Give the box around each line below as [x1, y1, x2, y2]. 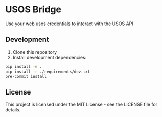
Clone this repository [12, 49, 57, 55]
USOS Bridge [5, 4, 62, 15]
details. [5, 107, 21, 113]
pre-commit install [5, 74, 47, 79]
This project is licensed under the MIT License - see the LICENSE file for [5, 101, 157, 108]
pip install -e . [5, 64, 42, 69]
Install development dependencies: [12, 54, 87, 60]
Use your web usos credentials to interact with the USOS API [5, 20, 134, 27]
